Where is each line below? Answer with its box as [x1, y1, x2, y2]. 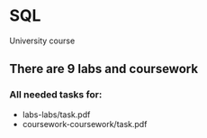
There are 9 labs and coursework [9, 61, 199, 77]
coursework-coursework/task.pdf [22, 118, 148, 129]
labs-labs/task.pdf [22, 109, 91, 120]
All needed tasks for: [9, 88, 103, 101]
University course [9, 35, 76, 46]
